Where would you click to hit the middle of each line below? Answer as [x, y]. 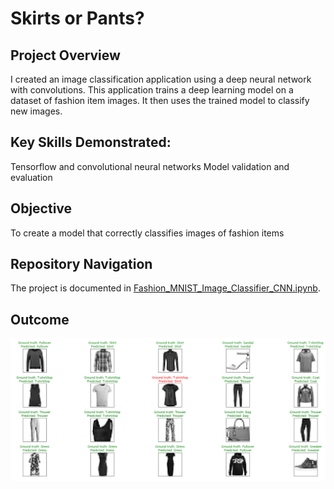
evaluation [31, 177]
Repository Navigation [81, 264]
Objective [41, 208]
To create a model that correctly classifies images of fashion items [147, 233]
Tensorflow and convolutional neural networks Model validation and [150, 166]
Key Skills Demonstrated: [91, 142]
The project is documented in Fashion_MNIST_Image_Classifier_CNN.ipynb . [165, 288]
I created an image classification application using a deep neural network [161, 79]
